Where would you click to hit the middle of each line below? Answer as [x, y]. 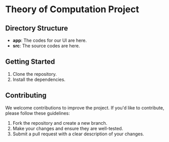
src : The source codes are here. [46, 46]
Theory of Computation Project [72, 9]
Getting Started [30, 62]
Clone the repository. [35, 74]
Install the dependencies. [39, 79]
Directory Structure [37, 28]
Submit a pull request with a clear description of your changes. [78, 134]
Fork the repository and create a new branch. [60, 123]
